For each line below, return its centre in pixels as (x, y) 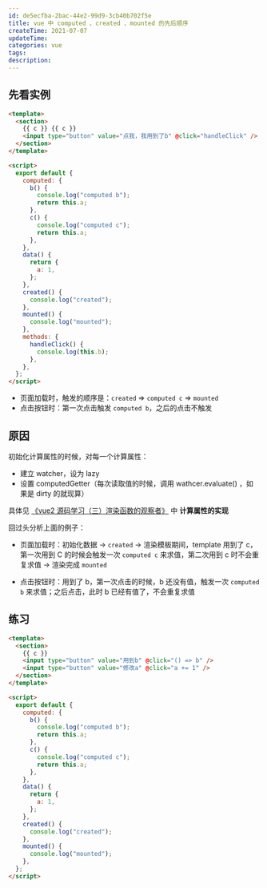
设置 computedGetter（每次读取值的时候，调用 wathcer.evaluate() (129, 483)
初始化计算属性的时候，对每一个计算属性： (78, 456)
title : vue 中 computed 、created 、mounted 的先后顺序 (99, 23)
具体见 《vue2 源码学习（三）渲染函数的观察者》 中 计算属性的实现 (119, 511)
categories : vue (35, 46)
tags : (17, 53)
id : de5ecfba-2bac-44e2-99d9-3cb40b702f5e (80, 16)
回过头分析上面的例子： (47, 527)
